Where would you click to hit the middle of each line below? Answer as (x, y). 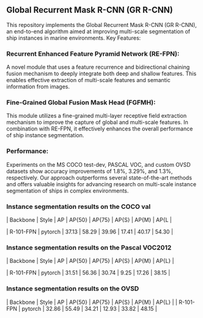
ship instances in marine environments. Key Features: (74, 38)
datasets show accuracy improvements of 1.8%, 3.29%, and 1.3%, (90, 171)
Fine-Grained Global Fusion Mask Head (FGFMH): (81, 102)
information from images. (38, 87)
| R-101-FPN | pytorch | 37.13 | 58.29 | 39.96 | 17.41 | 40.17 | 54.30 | (90, 232)
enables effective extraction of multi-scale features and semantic (89, 80)
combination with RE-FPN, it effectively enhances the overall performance (100, 129)
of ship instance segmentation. (45, 135)
